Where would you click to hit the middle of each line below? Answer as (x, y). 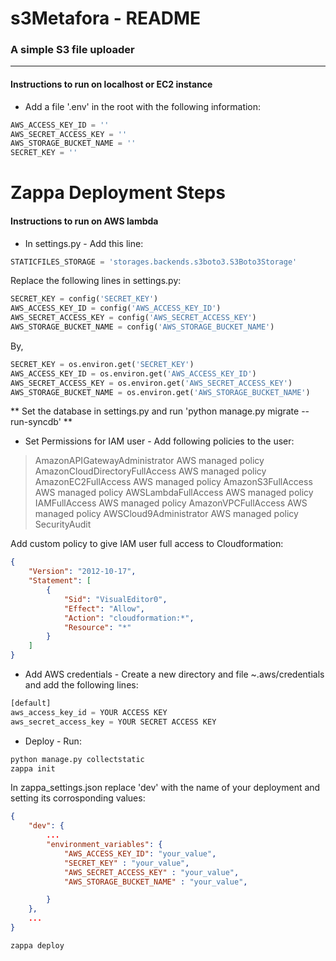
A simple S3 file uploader (72, 50)
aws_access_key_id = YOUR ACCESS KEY (89, 712)
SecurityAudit (63, 524)
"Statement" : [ (60, 581)
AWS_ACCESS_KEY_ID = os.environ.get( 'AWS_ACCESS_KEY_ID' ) (133, 373)
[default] (31, 703)
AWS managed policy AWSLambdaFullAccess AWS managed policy (174, 493)
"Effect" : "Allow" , (104, 608)
